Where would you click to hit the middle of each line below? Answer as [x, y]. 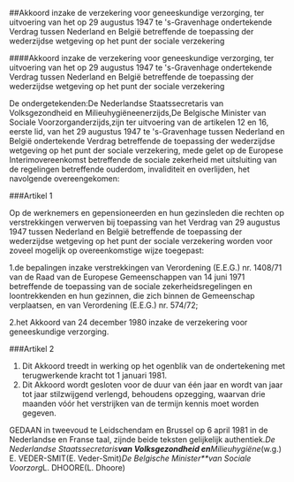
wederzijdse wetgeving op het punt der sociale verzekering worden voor [141, 241]
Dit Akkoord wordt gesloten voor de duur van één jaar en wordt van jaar [152, 385]
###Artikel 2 [32, 349]
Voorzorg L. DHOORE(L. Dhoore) [68, 467]
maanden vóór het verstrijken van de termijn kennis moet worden [140, 403]
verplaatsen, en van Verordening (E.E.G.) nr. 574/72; [104, 305]
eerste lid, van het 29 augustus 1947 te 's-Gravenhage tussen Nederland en [147, 131]
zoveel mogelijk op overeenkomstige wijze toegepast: [107, 250]
